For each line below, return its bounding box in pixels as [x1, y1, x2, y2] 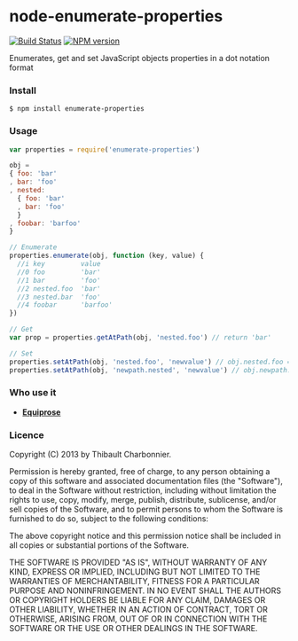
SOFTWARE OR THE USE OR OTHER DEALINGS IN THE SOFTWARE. [9, 623, 258, 634]
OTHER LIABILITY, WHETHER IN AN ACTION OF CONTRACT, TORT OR [9, 605, 268, 615]
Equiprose [21, 406, 61, 418]
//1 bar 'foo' [17, 276, 101, 285]
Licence [9, 428, 44, 441]
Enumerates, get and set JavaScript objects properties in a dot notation [9, 52, 271, 63]
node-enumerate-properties [9, 6, 223, 27]
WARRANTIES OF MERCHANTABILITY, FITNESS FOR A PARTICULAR [9, 576, 260, 587]
